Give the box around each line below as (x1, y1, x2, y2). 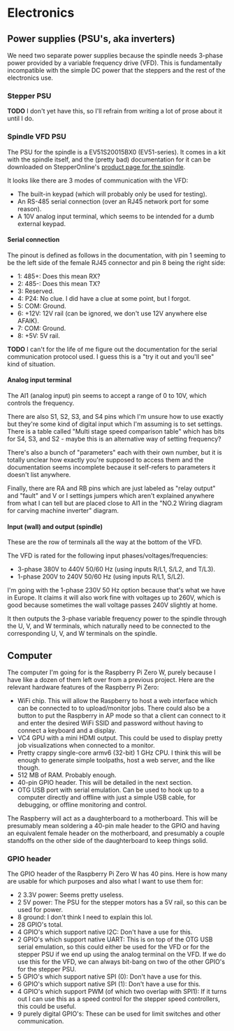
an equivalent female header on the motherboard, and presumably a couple (7, 829, 225, 837)
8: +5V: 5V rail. (17, 331, 61, 340)
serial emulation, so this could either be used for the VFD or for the (17, 943, 210, 951)
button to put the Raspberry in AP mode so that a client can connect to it (17, 711, 226, 720)
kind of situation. (7, 360, 56, 368)
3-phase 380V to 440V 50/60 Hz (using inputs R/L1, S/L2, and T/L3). (17, 565, 215, 574)
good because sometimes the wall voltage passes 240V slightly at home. (7, 601, 218, 609)
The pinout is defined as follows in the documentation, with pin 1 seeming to (7, 250, 226, 259)
